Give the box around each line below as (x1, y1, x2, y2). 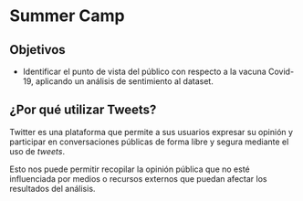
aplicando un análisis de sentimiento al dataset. (35, 76, 214, 87)
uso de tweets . (9, 145, 66, 156)
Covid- (267, 66, 295, 77)
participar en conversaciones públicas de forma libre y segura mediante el (9, 136, 289, 147)
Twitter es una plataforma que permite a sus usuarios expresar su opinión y (9, 126, 294, 137)
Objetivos (9, 42, 66, 58)
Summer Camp (9, 5, 125, 26)
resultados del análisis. (9, 183, 96, 194)
